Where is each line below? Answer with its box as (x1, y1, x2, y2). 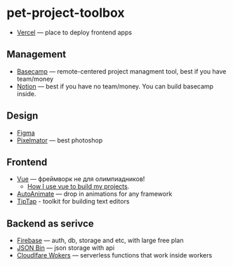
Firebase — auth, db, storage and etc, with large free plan (16, 237, 184, 245)
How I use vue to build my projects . (27, 182, 130, 191)
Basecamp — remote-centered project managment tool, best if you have (16, 67, 227, 75)
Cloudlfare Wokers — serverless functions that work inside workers (16, 251, 213, 260)
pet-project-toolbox (6, 5, 125, 21)
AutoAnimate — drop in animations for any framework (16, 189, 173, 198)
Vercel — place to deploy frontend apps (16, 28, 133, 36)
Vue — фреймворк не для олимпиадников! (16, 175, 145, 183)
